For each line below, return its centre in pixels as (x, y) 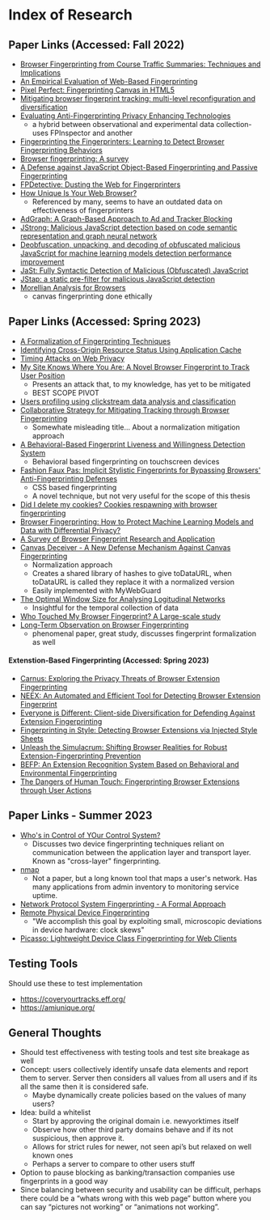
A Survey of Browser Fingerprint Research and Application (118, 539)
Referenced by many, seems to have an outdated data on (127, 201)
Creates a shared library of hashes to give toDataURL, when (132, 573)
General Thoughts (55, 1033)
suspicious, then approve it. (78, 1138)
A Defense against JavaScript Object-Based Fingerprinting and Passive (139, 167)
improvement (42, 262)
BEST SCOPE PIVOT (65, 392)
